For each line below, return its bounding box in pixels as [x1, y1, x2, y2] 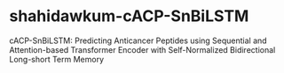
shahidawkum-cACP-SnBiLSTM [9, 6, 249, 26]
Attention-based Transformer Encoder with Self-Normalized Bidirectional [9, 44, 276, 55]
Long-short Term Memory [9, 54, 105, 64]
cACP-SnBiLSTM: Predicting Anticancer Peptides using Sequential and [9, 35, 268, 46]
